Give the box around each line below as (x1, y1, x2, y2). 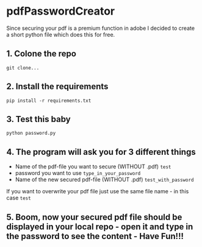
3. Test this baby (6, 114, 71, 124)
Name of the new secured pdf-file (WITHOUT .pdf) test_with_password (15, 176, 194, 184)
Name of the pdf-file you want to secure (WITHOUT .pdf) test (15, 163, 171, 170)
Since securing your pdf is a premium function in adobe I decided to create (6, 24, 195, 32)
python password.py (6, 130, 56, 137)
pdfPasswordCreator (6, 4, 115, 18)
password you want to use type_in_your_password (15, 170, 141, 177)
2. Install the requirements (6, 81, 109, 92)
